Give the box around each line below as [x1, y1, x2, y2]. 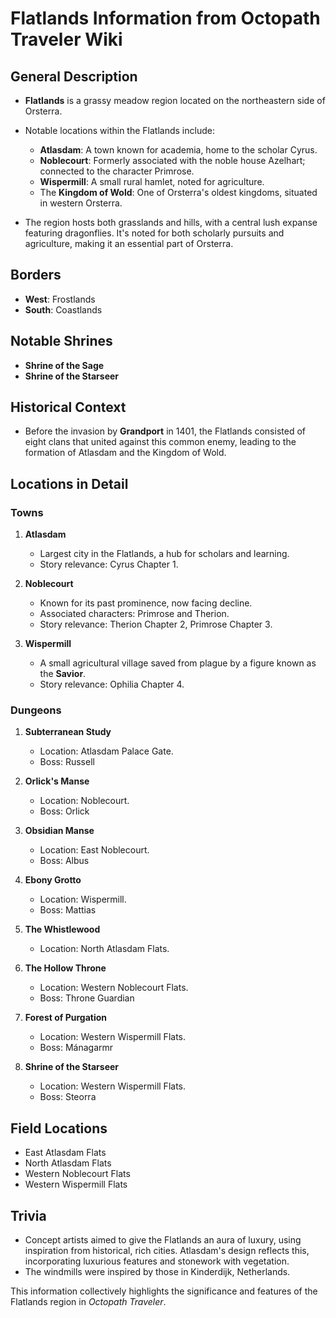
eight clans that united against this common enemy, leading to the [24, 436, 297, 448]
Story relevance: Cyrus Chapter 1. [39, 558, 179, 571]
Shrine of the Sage [24, 359, 105, 371]
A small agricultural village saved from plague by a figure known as [39, 657, 317, 669]
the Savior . [39, 668, 87, 680]
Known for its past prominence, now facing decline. [39, 597, 253, 609]
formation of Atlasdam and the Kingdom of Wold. [24, 447, 227, 459]
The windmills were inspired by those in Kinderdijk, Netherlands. [24, 1266, 291, 1278]
